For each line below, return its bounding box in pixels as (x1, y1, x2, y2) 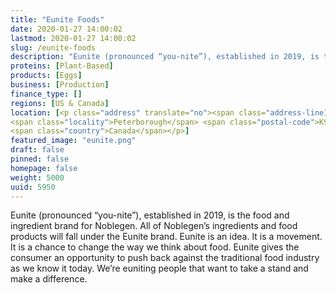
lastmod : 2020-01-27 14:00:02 (10, 33, 137, 43)
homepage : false (10, 163, 78, 173)
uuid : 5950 (10, 182, 56, 192)
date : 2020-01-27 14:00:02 (10, 24, 123, 34)
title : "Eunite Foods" (10, 14, 105, 25)
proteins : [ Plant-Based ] (10, 61, 114, 71)
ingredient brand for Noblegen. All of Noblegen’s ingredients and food (10, 220, 298, 232)
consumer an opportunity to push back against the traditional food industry (10, 252, 320, 264)
